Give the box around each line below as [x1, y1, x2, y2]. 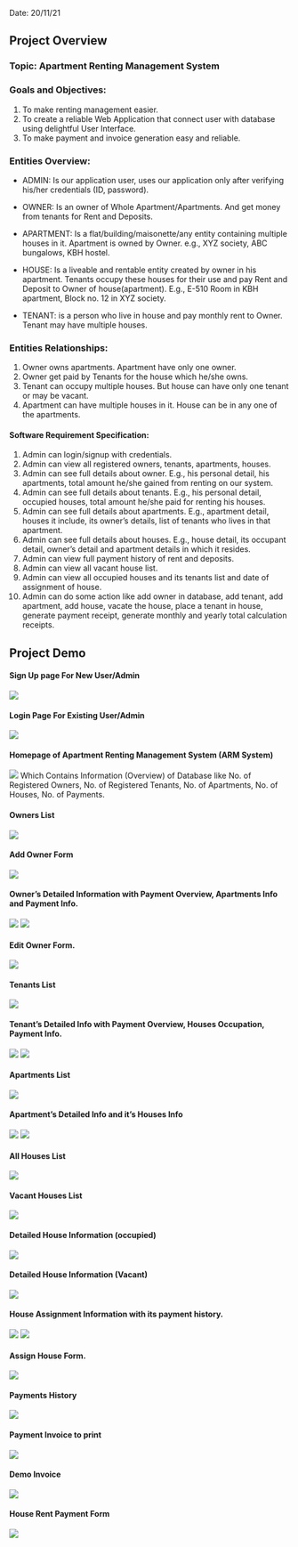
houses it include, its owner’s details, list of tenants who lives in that [21, 515, 271, 526]
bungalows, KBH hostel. [21, 247, 110, 257]
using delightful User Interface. [21, 123, 136, 134]
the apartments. [21, 409, 81, 420]
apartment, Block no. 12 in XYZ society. [21, 293, 166, 304]
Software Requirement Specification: [9, 429, 149, 440]
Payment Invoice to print [9, 1430, 102, 1440]
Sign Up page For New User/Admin [9, 670, 141, 681]
